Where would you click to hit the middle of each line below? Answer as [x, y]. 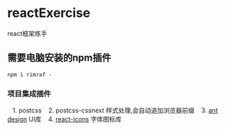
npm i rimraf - [30, 75]
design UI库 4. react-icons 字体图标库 [65, 119]
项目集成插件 [29, 93]
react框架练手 [27, 33]
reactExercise [49, 13]
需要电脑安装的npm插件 [59, 58]
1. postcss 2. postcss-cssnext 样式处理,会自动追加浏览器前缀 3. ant [115, 110]
